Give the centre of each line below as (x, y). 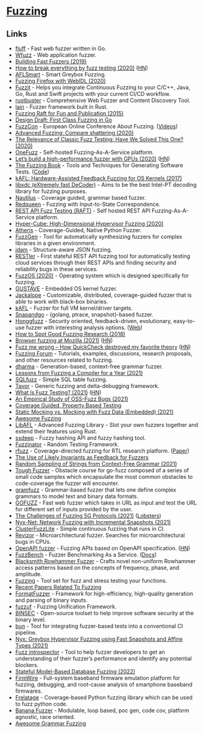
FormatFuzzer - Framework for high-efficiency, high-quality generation (104, 593)
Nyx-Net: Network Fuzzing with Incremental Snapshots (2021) (93, 522)
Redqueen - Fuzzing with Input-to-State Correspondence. (88, 204)
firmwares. (29, 691)
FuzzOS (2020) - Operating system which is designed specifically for (102, 275)
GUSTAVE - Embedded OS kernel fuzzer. (66, 289)
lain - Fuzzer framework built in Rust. (62, 107)
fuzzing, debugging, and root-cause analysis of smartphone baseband (104, 684)
